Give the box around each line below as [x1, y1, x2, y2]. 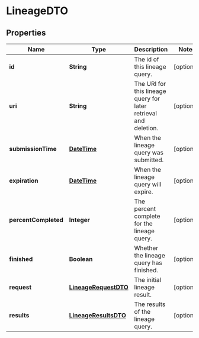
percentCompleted [9, 216, 64, 224]
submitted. [134, 156, 164, 164]
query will [134, 181, 162, 188]
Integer [69, 216, 90, 224]
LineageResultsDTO [69, 311, 126, 319]
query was [134, 149, 164, 156]
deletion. [134, 124, 159, 132]
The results [134, 300, 166, 308]
